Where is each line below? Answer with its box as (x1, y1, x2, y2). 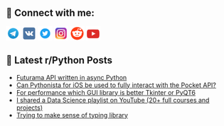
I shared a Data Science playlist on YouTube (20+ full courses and (16, 96, 210, 104)
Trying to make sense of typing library (16, 110, 129, 119)
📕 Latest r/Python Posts (6, 55, 113, 67)
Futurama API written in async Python (16, 73, 127, 81)
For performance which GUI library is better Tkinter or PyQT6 (16, 88, 196, 96)
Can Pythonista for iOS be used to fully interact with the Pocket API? (16, 81, 217, 89)
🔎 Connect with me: (6, 7, 95, 19)
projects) (16, 103, 43, 112)
